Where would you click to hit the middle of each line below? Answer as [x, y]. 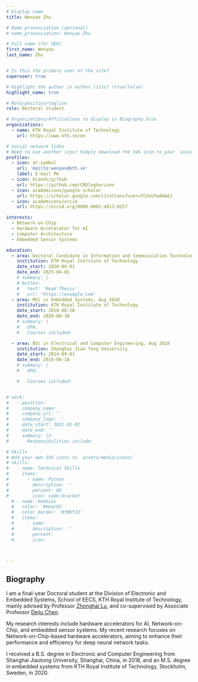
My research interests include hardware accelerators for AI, [78, 623]
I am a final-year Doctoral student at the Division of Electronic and [86, 593]
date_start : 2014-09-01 [46, 354]
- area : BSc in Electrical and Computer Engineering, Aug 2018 [90, 343]
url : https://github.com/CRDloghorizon [66, 185]
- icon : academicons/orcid [44, 202]
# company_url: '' [34, 414]
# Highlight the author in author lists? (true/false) [75, 87]
